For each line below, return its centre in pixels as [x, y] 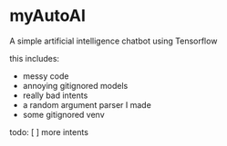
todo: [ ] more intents [49, 131]
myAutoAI [48, 16]
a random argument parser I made [87, 104]
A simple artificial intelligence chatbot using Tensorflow [113, 41]
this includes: [35, 58]
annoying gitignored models [75, 85]
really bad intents [55, 95]
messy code [46, 76]
